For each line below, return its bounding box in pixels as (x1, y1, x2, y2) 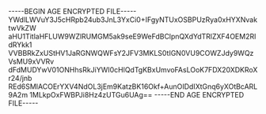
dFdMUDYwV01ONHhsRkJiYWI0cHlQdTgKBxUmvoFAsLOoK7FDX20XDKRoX (8, 65, 258, 74)
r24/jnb (8, 74, 32, 83)
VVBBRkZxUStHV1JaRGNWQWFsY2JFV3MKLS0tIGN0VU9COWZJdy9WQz (8, 49, 254, 57)
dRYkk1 (8, 40, 32, 50)
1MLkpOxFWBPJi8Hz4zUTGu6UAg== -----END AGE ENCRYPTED (29, 90, 245, 99)
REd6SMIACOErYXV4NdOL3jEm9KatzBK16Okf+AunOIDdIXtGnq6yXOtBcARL (8, 82, 258, 91)
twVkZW (8, 24, 37, 32)
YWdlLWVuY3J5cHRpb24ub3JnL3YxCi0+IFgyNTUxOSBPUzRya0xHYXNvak (8, 15, 258, 24)
